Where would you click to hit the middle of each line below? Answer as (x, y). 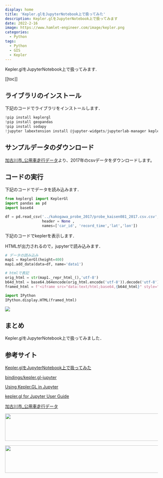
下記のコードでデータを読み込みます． (43, 190)
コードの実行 (24, 177)
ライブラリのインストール (43, 96)
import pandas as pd (26, 203)
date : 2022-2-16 (21, 23)
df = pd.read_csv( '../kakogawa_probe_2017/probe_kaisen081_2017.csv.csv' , (82, 217)
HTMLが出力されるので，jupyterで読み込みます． (54, 246)
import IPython (20, 295)
